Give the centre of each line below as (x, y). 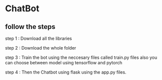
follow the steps (30, 27)
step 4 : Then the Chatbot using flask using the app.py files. (66, 72)
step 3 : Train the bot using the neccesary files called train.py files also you (81, 57)
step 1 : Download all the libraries (39, 38)
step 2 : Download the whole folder (41, 48)
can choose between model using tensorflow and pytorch (64, 63)
